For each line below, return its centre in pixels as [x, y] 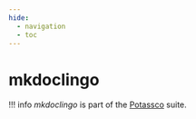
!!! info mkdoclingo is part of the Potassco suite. [98, 104]
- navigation [41, 26]
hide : [19, 18]
